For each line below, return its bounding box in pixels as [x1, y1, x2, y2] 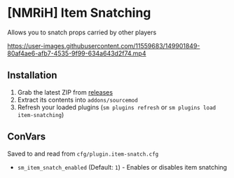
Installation [7, 69, 57, 81]
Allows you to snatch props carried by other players [7, 28, 157, 36]
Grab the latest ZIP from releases [17, 88, 113, 96]
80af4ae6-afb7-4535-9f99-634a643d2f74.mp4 [7, 49, 146, 57]
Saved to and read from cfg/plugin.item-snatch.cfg [7, 149, 159, 158]
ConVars [7, 131, 46, 143]
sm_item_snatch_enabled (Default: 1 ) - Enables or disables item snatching [17, 163, 228, 171]
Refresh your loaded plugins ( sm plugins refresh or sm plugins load [17, 103, 216, 111]
